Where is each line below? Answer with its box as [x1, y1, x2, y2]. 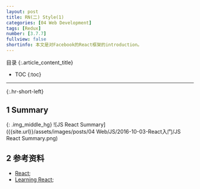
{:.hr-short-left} [6, 87, 44, 95]
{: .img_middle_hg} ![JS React [6, 121, 79, 128]
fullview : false [6, 36, 46, 42]
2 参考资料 [6, 153, 45, 163]
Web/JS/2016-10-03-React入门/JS [96, 128, 181, 135]
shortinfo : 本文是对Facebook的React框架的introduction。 [6, 42, 142, 48]
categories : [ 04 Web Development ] [6, 20, 92, 26]
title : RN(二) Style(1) [6, 14, 64, 20]
